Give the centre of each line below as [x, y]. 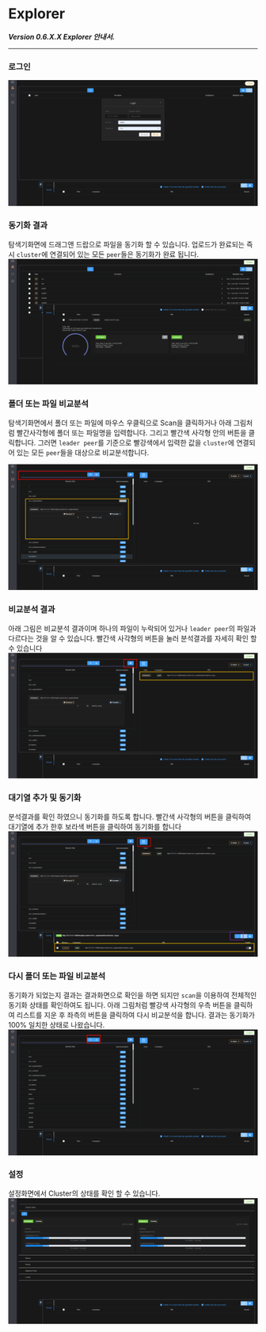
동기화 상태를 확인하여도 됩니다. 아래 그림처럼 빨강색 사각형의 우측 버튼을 [120, 1005]
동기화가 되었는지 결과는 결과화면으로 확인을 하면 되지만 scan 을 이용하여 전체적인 [133, 995]
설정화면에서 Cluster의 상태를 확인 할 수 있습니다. [84, 1193]
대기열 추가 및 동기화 [45, 798]
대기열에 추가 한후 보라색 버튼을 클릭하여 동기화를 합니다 [95, 826]
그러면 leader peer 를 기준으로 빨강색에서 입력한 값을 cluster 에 [136, 442]
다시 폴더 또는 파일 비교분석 [57, 976]
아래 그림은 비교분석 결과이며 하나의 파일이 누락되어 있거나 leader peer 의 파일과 [132, 628]
